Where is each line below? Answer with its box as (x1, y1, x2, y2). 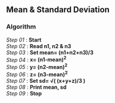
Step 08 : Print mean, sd (6, 83, 67, 90)
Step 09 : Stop (6, 89, 42, 97)
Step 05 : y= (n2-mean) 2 (6, 63, 68, 70)
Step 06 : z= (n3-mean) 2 (6, 70, 68, 78)
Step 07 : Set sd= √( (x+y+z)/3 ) (6, 77, 86, 84)
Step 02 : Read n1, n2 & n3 (6, 42, 72, 49)
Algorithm (6, 23, 36, 31)
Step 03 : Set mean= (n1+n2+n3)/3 (6, 49, 94, 56)
